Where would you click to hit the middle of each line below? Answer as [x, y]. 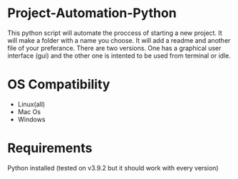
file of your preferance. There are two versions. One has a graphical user [114, 48]
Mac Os [29, 111]
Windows [31, 119]
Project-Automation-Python [92, 13]
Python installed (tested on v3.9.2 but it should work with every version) [113, 168]
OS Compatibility [59, 85]
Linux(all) [31, 104]
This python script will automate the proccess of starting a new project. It [115, 33]
